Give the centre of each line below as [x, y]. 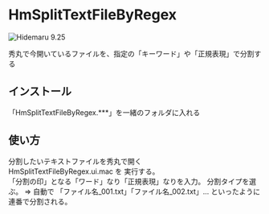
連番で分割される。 [40, 201]
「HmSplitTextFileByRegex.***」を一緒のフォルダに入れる [104, 112]
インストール [40, 91]
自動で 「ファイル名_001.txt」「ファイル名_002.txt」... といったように [147, 191]
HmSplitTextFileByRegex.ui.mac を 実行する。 [84, 171]
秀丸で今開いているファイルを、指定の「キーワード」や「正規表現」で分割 [131, 53]
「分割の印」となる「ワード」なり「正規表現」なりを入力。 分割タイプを [129, 181]
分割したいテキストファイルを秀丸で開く [75, 161]
